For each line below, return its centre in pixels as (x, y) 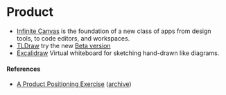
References (24, 69)
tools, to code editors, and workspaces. (73, 38)
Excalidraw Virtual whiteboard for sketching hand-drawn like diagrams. (118, 53)
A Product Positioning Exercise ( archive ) (74, 84)
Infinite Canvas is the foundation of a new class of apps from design (114, 31)
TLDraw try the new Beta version (64, 45)
